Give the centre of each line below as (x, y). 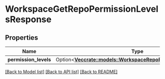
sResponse (28, 19)
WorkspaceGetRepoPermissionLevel (82, 9)
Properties (22, 38)
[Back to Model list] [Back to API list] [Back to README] (61, 72)
